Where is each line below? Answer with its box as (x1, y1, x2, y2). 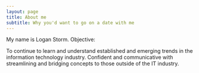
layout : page (6, 8, 39, 15)
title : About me (6, 14, 46, 20)
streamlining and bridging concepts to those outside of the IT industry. (6, 60, 179, 67)
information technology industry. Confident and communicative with (6, 54, 173, 61)
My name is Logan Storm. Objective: (6, 36, 95, 43)
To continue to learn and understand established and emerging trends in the (6, 47, 193, 55)
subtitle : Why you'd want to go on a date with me (6, 20, 135, 26)
